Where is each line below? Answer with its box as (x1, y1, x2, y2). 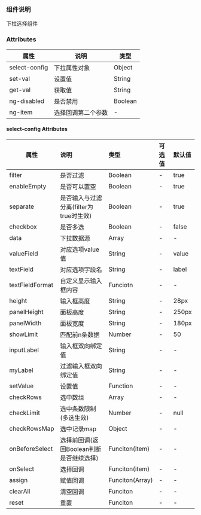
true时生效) (60, 211, 92, 220)
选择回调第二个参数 (53, 108, 108, 117)
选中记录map (60, 425, 97, 433)
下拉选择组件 (6, 20, 38, 28)
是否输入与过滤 (60, 193, 103, 202)
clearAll (9, 487, 31, 495)
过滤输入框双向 (60, 362, 103, 370)
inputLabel (9, 346, 39, 354)
